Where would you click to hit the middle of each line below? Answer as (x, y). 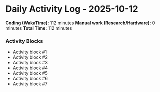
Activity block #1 (29, 52)
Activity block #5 (30, 73)
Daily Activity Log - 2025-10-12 (72, 9)
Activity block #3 (30, 63)
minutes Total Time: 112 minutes (39, 28)
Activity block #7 (30, 84)
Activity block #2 (30, 57)
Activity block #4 (30, 68)
